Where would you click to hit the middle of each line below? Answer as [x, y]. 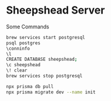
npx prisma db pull [30, 86]
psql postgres [23, 43]
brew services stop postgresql [44, 76]
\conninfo [18, 48]
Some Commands [28, 27]
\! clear [17, 71]
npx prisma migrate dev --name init [51, 92]
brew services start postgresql [46, 37]
